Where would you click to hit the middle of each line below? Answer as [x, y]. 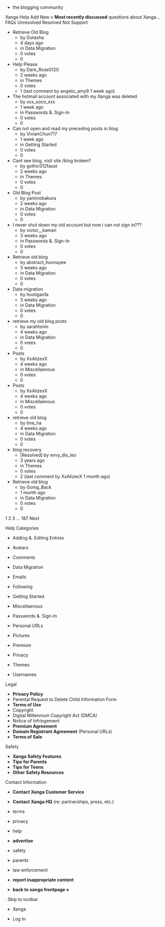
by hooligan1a [34, 294]
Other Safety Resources [38, 772]
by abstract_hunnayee [43, 262]
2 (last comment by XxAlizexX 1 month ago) [65, 476]
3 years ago [32, 460]
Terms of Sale [27, 737]
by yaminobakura [38, 198]
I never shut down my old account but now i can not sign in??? [77, 225]
